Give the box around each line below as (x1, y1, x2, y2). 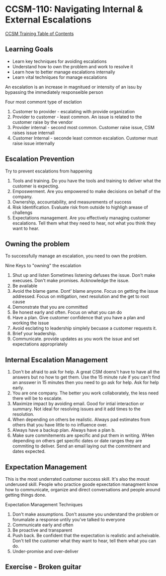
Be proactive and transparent (12, 527, 73, 533)
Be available (12, 283, 38, 289)
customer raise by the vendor (12, 119, 73, 125)
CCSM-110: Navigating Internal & (5, 3, 143, 15)
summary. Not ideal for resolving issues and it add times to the (12, 406, 141, 412)
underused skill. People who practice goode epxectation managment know (5, 481, 159, 487)
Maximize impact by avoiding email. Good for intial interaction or (12, 400, 144, 407)
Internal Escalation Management (5, 356, 108, 364)
